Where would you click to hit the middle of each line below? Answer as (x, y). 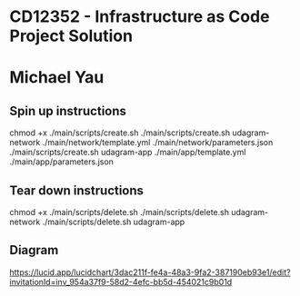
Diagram (34, 250)
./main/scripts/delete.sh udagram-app (114, 222)
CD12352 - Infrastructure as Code (140, 17)
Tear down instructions (76, 190)
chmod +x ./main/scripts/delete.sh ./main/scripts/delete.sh (120, 212)
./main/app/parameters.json (61, 162)
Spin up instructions (68, 111)
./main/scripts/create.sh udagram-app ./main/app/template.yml (128, 153)
